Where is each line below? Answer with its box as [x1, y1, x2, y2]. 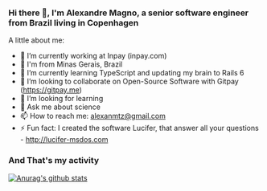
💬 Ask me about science [19, 102, 101, 112]
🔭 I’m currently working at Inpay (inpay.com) [19, 51, 167, 61]
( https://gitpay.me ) [19, 85, 83, 95]
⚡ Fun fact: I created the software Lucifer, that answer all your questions [19, 124, 259, 133]
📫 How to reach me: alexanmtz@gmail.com [19, 112, 166, 121]
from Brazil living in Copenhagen [8, 17, 139, 28]
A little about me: [8, 35, 65, 45]
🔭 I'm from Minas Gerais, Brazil [19, 59, 123, 69]
